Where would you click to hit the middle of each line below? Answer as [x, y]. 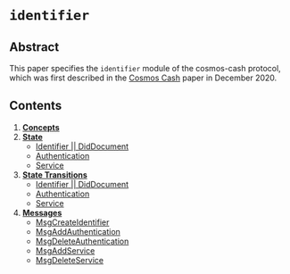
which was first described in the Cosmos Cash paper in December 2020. [143, 78]
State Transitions [54, 174]
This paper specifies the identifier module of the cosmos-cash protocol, [145, 68]
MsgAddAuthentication [78, 231]
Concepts [41, 127]
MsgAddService [65, 250]
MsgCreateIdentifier [72, 222]
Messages [42, 212]
